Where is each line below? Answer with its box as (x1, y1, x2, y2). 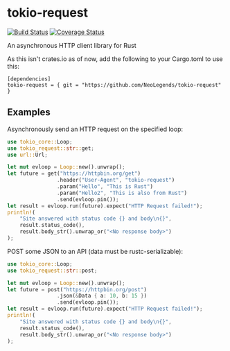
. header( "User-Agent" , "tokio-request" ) (56, 177, 175, 184)
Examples (7, 106, 51, 119)
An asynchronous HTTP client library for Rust (7, 41, 136, 49)
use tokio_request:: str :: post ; (7, 267, 98, 274)
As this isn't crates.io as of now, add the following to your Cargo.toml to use (7, 54, 223, 63)
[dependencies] (7, 75, 51, 83)
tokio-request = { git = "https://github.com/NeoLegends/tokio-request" (7, 81, 222, 88)
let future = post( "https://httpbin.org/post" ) (7, 286, 148, 293)
